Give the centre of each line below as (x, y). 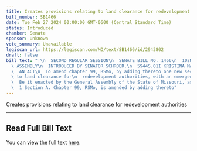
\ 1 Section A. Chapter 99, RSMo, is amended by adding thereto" (94, 88)
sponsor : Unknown (27, 39)
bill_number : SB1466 (31, 17)
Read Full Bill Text (39, 128)
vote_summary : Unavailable (39, 44)
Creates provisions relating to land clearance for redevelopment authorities (97, 104)
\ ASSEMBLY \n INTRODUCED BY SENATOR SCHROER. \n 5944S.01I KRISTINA (98, 66)
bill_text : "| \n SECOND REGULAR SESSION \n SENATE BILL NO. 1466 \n (91, 60)
